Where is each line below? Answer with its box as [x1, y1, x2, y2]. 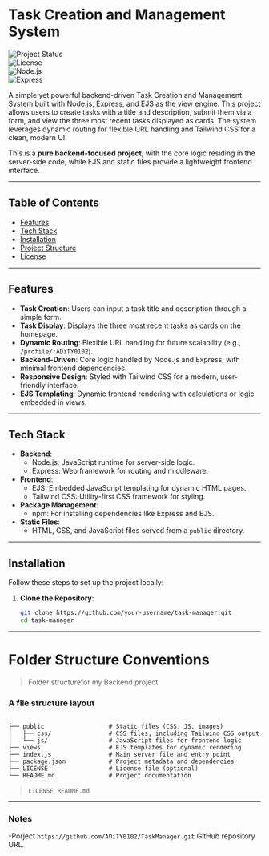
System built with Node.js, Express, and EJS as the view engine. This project [8, 99, 261, 108]
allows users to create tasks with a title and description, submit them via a [8, 107, 252, 117]
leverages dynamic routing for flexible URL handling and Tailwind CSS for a [8, 124, 256, 134]
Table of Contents [8, 196, 100, 210]
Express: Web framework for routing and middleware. [31, 466, 209, 476]
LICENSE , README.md [27, 785, 90, 795]
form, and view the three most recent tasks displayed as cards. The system [8, 115, 257, 125]
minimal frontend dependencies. [19, 363, 127, 373]
